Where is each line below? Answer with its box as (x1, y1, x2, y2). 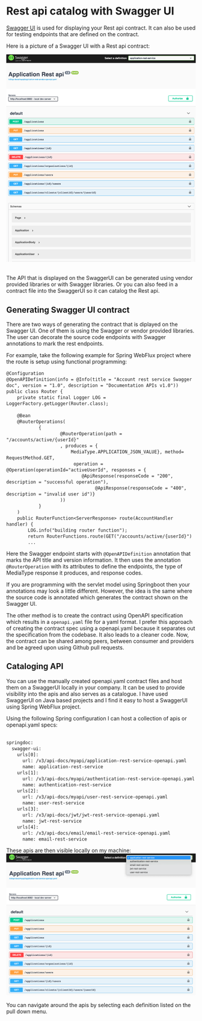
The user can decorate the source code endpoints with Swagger (6, 333, 167, 340)
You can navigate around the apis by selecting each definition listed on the (6, 1002, 191, 1009)
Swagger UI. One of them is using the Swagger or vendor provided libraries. (6, 327, 195, 334)
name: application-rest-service (22, 763, 103, 770)
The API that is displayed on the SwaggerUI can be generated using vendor (6, 275, 193, 282)
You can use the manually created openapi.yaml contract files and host (6, 677, 182, 684)
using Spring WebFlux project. (6, 703, 81, 710)
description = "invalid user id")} (6, 491, 96, 497)
